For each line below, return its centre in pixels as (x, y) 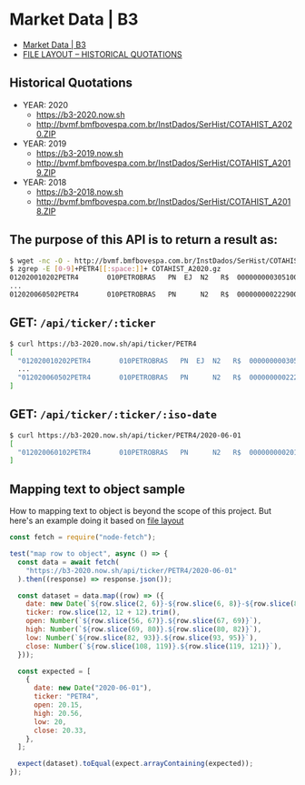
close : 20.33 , (60, 730)
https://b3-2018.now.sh (80, 192)
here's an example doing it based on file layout (97, 521)
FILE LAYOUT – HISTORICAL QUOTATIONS (103, 54)
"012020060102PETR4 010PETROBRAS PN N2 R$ (130, 452)
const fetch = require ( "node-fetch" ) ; (83, 538)
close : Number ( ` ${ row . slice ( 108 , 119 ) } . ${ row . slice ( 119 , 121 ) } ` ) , (154, 646)
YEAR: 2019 (44, 143)
